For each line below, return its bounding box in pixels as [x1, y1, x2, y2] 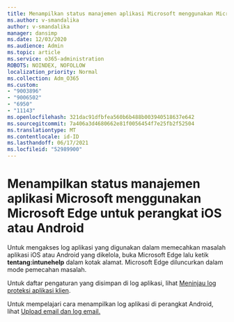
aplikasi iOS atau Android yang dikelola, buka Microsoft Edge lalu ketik [7, 250, 209, 259]
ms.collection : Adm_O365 [7, 74, 79, 82]
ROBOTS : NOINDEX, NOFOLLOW [7, 62, 86, 69]
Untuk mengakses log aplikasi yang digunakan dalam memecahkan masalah [7, 243, 226, 251]
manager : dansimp [7, 29, 58, 37]
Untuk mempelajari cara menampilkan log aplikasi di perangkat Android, [7, 300, 214, 308]
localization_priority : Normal [7, 68, 98, 75]
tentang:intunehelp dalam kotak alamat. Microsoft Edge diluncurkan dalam [7, 258, 224, 266]
